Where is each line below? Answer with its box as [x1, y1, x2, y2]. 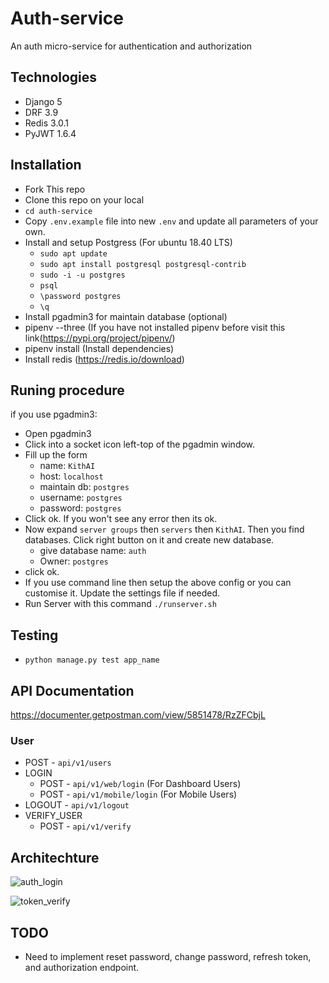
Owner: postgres [39, 555, 109, 567]
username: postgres [39, 492, 123, 504]
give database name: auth [39, 545, 147, 557]
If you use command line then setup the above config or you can [24, 577, 292, 589]
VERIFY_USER [24, 810, 83, 822]
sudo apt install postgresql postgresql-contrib [39, 259, 247, 269]
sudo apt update [39, 248, 108, 259]
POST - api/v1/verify [39, 820, 132, 832]
